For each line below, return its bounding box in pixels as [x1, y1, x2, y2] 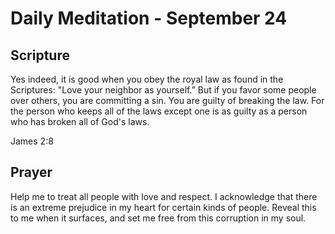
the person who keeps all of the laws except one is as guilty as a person [10, 105, 308, 117]
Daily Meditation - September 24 [10, 7, 288, 30]
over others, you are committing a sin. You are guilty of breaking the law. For [10, 95, 325, 106]
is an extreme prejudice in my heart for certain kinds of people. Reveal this [10, 201, 317, 213]
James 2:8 [10, 135, 54, 147]
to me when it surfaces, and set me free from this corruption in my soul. [10, 212, 307, 224]
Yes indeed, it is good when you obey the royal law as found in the [10, 73, 284, 85]
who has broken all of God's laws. [10, 116, 150, 127]
